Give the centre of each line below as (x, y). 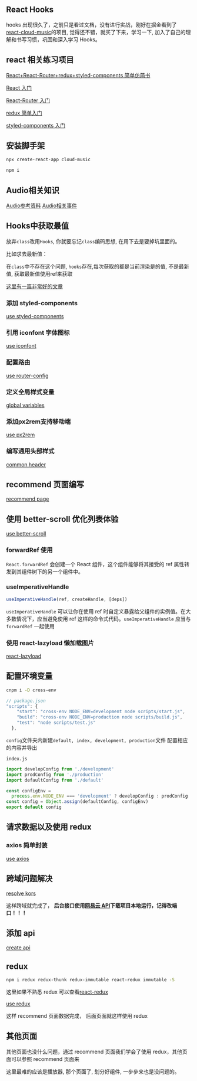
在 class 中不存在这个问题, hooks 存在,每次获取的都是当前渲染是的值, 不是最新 (98, 266)
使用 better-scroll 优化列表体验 (62, 519)
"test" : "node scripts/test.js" (56, 723)
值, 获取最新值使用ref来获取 (39, 273)
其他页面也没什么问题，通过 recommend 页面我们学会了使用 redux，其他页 (97, 1051)
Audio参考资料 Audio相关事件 (42, 205)
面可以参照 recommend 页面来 (43, 1059)
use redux (18, 1004)
